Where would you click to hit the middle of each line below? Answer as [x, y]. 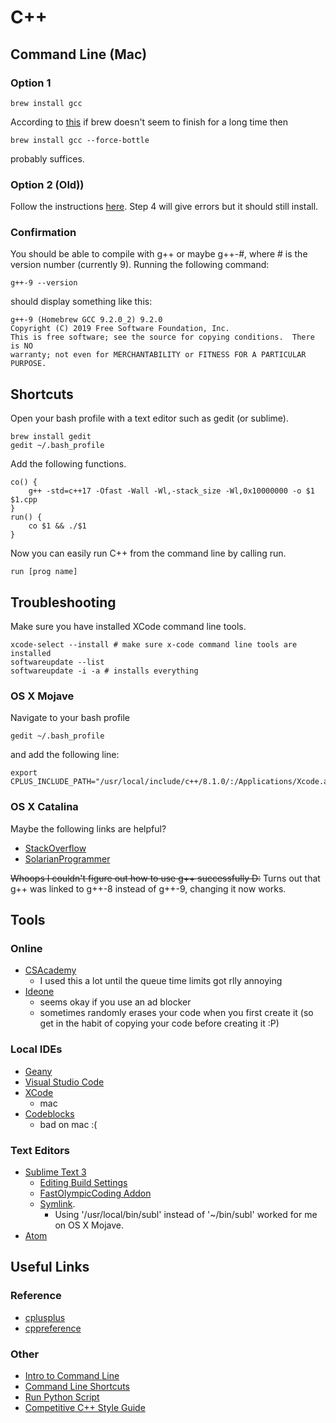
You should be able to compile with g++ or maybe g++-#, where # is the [159, 254]
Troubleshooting [63, 602]
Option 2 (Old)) [47, 184]
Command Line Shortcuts [77, 1386]
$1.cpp [24, 500]
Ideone [39, 992]
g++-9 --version [44, 283]
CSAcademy [50, 970]
